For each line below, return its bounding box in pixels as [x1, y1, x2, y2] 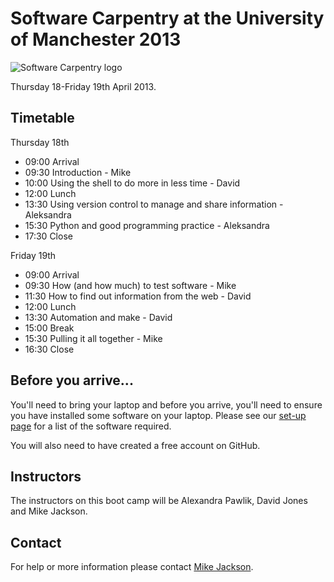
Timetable [10, 110, 75, 127]
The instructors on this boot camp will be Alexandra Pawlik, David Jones [10, 495, 308, 507]
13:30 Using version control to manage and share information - [24, 198, 284, 210]
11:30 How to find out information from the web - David [24, 290, 252, 302]
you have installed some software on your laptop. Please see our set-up [10, 409, 307, 421]
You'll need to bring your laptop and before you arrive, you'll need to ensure [10, 398, 323, 411]
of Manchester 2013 [10, 28, 182, 51]
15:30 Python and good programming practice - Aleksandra [24, 219, 270, 231]
